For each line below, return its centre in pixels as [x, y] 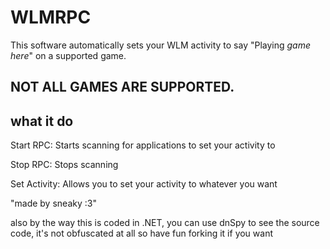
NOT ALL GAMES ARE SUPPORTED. [122, 87]
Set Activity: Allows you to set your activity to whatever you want [144, 184]
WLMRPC [51, 17]
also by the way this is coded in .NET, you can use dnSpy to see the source [165, 223]
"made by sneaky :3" [53, 203]
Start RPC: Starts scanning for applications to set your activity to [143, 145]
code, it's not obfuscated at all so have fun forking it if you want [141, 233]
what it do [42, 121]
